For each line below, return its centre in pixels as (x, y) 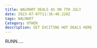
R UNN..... (14, 41)
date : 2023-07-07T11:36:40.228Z (38, 14)
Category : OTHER (21, 23)
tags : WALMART (19, 18)
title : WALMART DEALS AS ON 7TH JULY (43, 9)
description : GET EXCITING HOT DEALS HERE (48, 28)
